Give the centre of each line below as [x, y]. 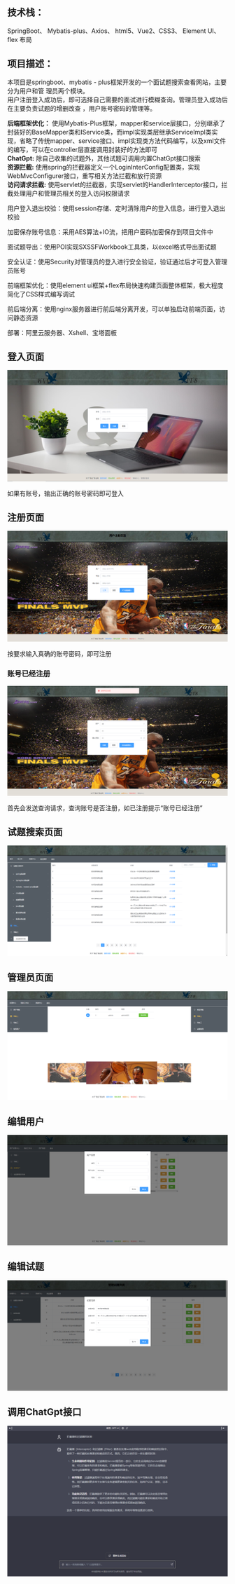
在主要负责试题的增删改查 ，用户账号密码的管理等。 [81, 108]
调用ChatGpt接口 [44, 1412]
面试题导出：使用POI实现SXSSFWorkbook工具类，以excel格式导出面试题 [112, 247]
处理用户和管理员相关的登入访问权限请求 [71, 193]
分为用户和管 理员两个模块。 [48, 90]
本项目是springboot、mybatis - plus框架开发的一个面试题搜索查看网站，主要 [117, 82]
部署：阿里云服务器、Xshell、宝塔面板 [62, 332]
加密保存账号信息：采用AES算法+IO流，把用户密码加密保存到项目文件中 [110, 232]
